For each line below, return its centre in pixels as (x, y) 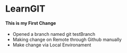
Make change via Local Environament (52, 45)
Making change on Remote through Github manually (67, 40)
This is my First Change (31, 23)
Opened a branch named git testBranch (54, 34)
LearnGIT (25, 9)
